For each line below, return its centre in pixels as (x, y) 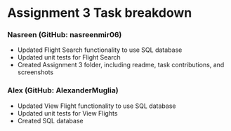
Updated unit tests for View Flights (67, 113)
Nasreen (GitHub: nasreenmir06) (65, 35)
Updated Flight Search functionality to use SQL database (100, 50)
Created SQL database (50, 120)
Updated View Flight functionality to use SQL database (97, 106)
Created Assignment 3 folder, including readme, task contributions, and (121, 65)
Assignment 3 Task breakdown (100, 13)
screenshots (35, 72)
